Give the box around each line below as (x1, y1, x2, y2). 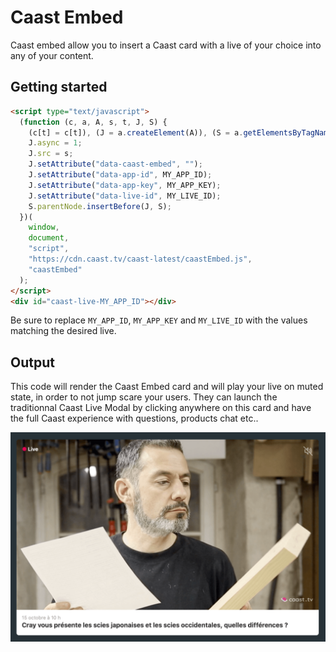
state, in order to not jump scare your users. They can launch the (10, 391, 278, 403)
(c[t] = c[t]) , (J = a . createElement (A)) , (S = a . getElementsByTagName (28, 127, 333, 138)
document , (28, 233, 70, 243)
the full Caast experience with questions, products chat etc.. (10, 412, 259, 425)
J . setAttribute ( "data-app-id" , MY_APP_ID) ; (28, 170, 213, 180)
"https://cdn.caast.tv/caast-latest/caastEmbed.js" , (28, 254, 253, 264)
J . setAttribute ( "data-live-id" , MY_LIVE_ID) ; (28, 191, 222, 201)
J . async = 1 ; (28, 138, 83, 148)
